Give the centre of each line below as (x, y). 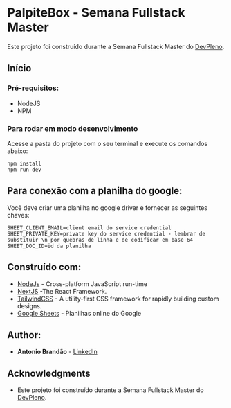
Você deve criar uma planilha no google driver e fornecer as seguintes (107, 207)
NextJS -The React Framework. (62, 291)
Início (19, 68)
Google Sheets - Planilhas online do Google (79, 313)
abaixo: (18, 151)
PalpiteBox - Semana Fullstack (96, 13)
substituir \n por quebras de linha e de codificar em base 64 (100, 240)
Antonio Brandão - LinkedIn (57, 352)
